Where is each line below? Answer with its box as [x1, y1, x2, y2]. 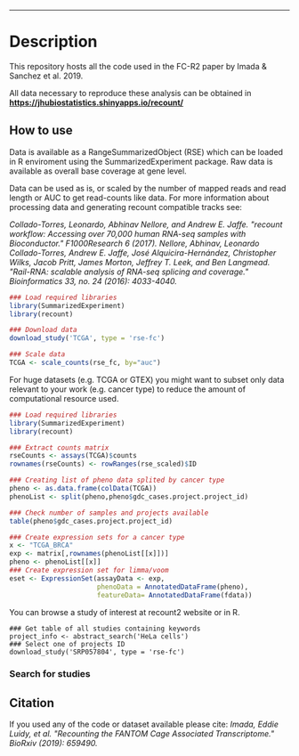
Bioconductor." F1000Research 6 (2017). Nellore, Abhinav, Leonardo [9, 238, 260, 248]
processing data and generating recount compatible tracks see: [9, 201, 243, 212]
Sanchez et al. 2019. [9, 70, 84, 81]
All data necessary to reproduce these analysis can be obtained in [9, 87, 252, 98]
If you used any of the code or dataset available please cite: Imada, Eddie [9, 719, 279, 730]
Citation [9, 695, 55, 711]
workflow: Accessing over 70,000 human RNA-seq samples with [9, 228, 246, 239]
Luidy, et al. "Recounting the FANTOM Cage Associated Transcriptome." [9, 728, 274, 739]
